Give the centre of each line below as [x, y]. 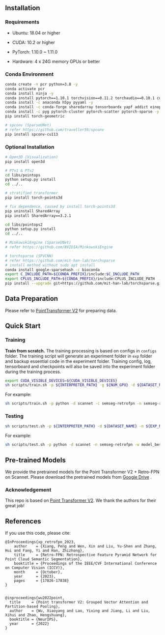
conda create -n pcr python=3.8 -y [41, 84]
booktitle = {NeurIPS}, [34, 620]
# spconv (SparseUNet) [28, 125]
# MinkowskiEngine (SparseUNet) [38, 243]
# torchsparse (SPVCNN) [29, 256]
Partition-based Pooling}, [33, 606]
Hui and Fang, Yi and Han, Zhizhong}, [45, 551]
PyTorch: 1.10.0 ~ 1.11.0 [35, 52]
